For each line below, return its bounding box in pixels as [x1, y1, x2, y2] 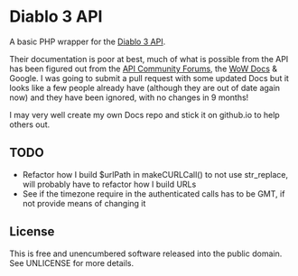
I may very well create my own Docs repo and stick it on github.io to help [9, 109, 280, 120]
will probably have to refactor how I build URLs [22, 179, 197, 189]
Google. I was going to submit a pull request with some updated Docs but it [9, 72, 289, 83]
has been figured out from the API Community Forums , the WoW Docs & [9, 63, 278, 74]
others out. [9, 119, 51, 130]
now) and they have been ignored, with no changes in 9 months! [9, 92, 249, 103]
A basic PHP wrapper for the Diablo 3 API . [9, 36, 166, 47]
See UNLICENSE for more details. [9, 257, 135, 268]
